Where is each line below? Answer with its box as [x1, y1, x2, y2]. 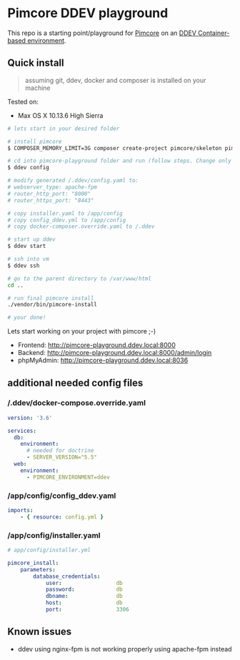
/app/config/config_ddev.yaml [7, 491, 116, 501]
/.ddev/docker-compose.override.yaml [7, 398, 146, 408]
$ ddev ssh [7, 262, 40, 269]
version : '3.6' [7, 414, 53, 421]
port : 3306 [45, 606, 130, 614]
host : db [45, 599, 123, 606]
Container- [197, 29, 230, 37]
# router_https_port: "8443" [7, 196, 94, 204]
